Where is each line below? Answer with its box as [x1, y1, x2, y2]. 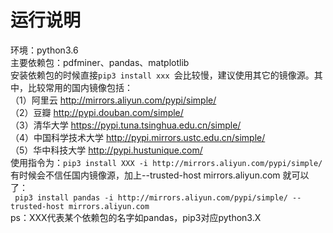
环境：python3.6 [10, 44, 79, 56]
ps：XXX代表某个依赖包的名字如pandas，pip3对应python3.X [10, 211, 262, 223]
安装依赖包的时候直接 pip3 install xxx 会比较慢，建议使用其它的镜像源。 [10, 69, 315, 81]
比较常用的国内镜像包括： [27, 81, 133, 93]
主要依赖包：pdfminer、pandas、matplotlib [10, 56, 190, 68]
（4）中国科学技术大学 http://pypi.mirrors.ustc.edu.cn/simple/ [10, 131, 266, 143]
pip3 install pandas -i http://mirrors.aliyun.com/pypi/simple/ [14, 192, 288, 203]
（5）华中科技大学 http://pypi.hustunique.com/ [10, 144, 203, 156]
